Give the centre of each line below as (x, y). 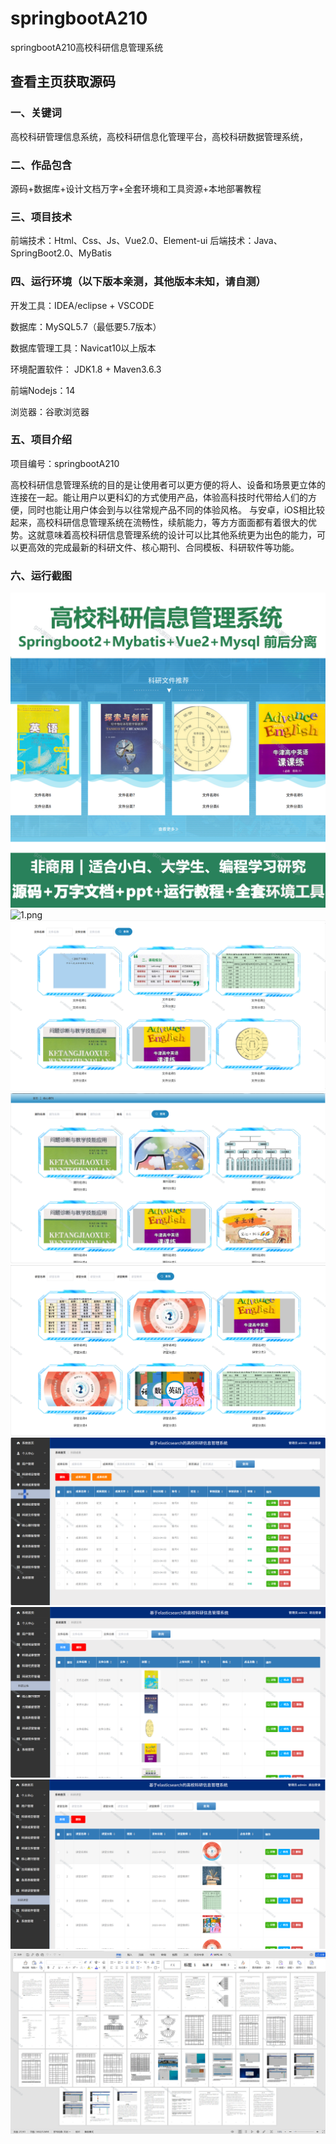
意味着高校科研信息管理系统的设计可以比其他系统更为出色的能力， (180, 534)
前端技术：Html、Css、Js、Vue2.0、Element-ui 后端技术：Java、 (146, 241)
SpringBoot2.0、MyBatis (61, 253)
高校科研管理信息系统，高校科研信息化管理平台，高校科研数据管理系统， (159, 136)
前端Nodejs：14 (43, 390)
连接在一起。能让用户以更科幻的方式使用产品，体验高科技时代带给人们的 (159, 497)
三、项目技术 (41, 217)
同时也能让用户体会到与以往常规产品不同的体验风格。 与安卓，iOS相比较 (176, 509)
